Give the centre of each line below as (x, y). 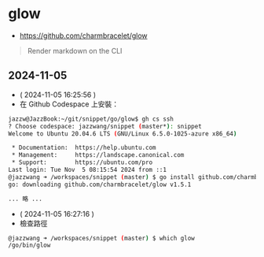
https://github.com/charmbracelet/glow (83, 35)
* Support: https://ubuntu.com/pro (82, 162)
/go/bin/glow (29, 245)
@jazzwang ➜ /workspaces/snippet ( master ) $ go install (101, 177)
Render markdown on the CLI (75, 50)
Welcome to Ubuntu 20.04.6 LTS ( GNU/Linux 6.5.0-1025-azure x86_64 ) (123, 134)
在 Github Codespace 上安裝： (69, 104)
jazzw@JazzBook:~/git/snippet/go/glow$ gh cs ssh (91, 119)
